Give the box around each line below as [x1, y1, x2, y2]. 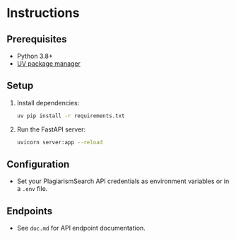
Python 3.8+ [16, 52, 54, 60]
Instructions [6, 5, 80, 21]
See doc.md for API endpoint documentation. [16, 224, 146, 233]
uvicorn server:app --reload [16, 139, 103, 146]
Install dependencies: [16, 98, 80, 107]
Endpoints [6, 205, 53, 217]
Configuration [6, 158, 70, 170]
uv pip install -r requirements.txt [16, 112, 125, 119]
